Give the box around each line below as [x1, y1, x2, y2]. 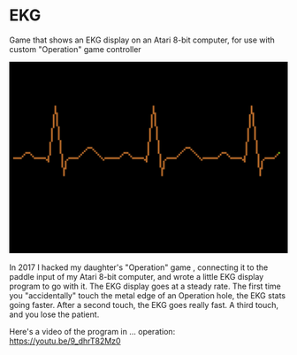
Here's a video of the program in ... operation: [9, 327, 176, 337]
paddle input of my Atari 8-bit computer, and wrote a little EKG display [9, 272, 264, 282]
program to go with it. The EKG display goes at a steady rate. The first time [9, 281, 281, 292]
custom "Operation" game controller [9, 43, 141, 54]
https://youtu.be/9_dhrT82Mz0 [9, 336, 121, 346]
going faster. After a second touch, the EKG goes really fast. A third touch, [9, 300, 279, 311]
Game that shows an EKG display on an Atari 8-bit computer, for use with [9, 35, 276, 45]
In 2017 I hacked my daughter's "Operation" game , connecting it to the [9, 262, 269, 273]
